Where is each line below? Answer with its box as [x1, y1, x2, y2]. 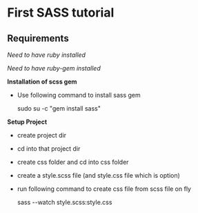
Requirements [7, 33, 69, 44]
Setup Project [7, 118, 48, 126]
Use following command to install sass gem [17, 91, 141, 99]
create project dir [17, 131, 67, 139]
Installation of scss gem [7, 77, 77, 86]
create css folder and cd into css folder [17, 158, 129, 166]
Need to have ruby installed [7, 50, 86, 59]
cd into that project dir [17, 145, 81, 153]
